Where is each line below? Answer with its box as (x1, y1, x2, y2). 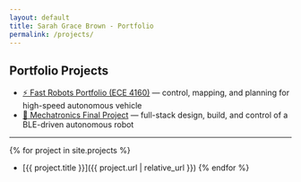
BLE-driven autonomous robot (21, 119, 134, 130)
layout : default (9, 13, 70, 22)
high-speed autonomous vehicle (21, 100, 142, 111)
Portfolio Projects (9, 63, 109, 78)
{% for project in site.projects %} (9, 145, 132, 156)
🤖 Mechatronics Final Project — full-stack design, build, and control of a (21, 109, 288, 121)
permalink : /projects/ (9, 30, 94, 39)
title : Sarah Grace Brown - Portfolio (9, 22, 154, 30)
